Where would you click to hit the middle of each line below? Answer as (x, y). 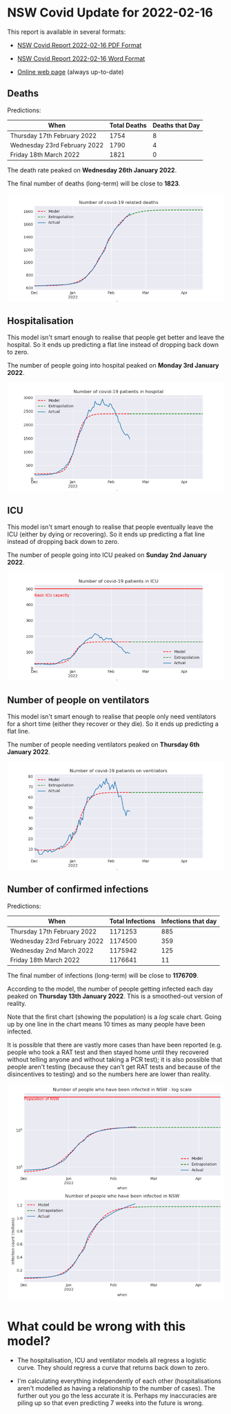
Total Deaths (128, 125)
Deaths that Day (176, 125)
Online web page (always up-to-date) (70, 72)
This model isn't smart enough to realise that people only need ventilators (112, 716)
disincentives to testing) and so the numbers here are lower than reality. (109, 1074)
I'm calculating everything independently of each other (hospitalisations (119, 1381)
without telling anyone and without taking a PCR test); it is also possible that (115, 1059)
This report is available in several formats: (67, 32)
